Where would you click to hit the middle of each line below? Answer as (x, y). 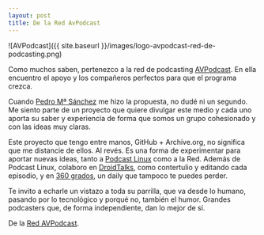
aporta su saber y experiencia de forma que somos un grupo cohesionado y (132, 118)
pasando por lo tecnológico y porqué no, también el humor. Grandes (119, 199)
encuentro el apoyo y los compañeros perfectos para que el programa (123, 78)
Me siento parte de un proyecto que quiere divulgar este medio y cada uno (130, 110)
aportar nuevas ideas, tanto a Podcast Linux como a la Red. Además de (124, 158)
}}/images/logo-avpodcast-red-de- (158, 45)
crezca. (21, 86)
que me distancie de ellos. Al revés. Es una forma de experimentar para (124, 150)
